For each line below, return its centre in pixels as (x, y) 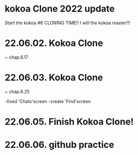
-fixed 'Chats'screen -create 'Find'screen (48, 101)
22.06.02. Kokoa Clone (54, 43)
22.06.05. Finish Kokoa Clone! (69, 122)
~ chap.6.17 (17, 57)
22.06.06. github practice (59, 145)
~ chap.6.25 (17, 91)
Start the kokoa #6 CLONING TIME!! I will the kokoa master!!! (67, 23)
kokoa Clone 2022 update (60, 9)
